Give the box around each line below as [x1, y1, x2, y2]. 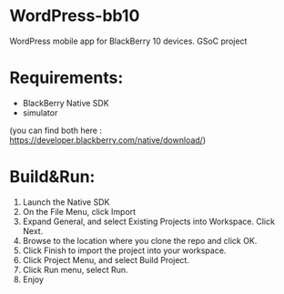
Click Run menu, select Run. [22, 264, 129, 275]
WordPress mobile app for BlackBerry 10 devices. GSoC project [9, 35, 248, 46]
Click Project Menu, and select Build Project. [22, 254, 189, 265]
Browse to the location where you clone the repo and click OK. [22, 235, 258, 246]
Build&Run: [9, 167, 96, 188]
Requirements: [9, 67, 124, 88]
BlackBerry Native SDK [22, 97, 109, 108]
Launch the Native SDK [22, 197, 110, 208]
